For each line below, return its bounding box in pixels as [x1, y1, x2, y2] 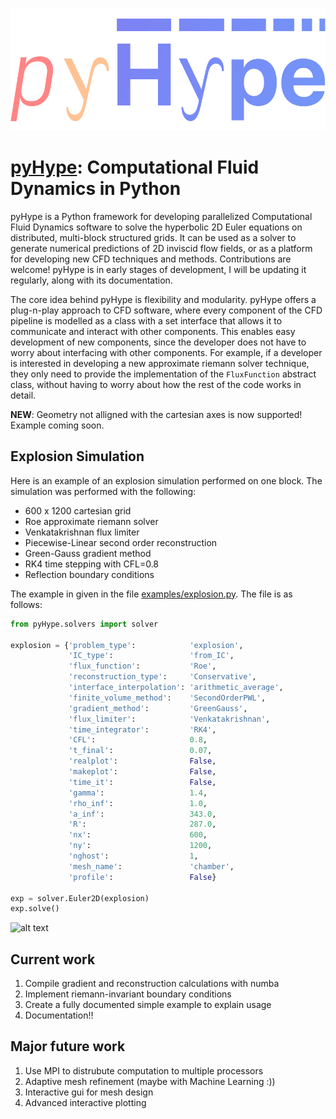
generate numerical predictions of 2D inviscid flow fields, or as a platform [10, 242, 313, 254]
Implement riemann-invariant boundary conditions [24, 988, 232, 1000]
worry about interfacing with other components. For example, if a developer [10, 346, 323, 358]
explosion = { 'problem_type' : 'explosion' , [10, 640, 244, 650]
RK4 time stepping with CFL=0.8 [24, 558, 160, 570]
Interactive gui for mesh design [24, 1086, 154, 1098]
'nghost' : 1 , [68, 851, 199, 861]
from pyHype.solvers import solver [10, 619, 159, 629]
